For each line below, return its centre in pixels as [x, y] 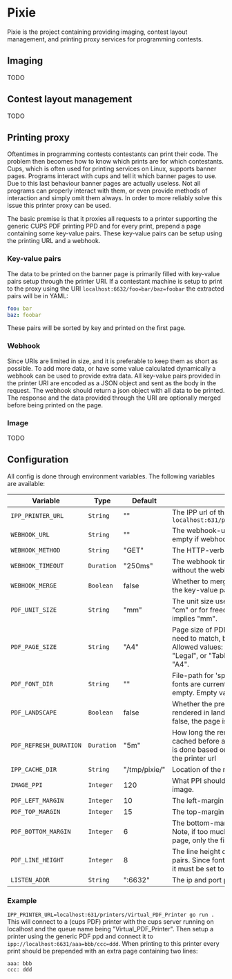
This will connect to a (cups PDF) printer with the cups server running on [110, 922]
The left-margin [198, 800]
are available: [26, 483]
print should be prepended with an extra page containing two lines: [103, 951]
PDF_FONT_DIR [32, 684]
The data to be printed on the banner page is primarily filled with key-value [114, 273]
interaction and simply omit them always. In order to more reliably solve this [115, 198]
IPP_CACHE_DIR [34, 769]
